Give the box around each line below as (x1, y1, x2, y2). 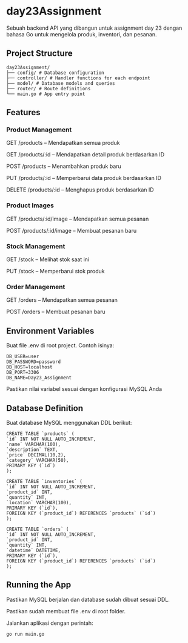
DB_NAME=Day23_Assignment (6, 375, 72, 381)
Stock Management (6, 242, 65, 250)
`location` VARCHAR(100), (6, 499, 72, 505)
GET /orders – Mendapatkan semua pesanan (6, 296, 118, 304)
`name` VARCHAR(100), (6, 441, 61, 447)
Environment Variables (6, 325, 95, 336)
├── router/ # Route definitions (6, 85, 91, 92)
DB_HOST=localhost (6, 364, 53, 370)
